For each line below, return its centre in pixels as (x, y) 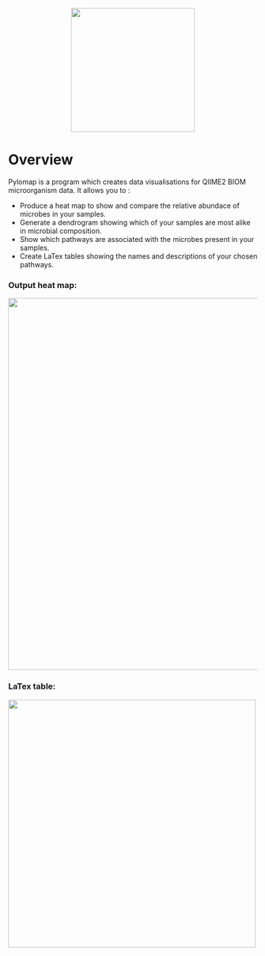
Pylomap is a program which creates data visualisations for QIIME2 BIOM (127, 182)
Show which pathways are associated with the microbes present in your (137, 239)
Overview (41, 160)
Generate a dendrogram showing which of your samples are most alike (135, 222)
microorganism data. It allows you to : (69, 190)
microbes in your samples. (63, 213)
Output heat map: (43, 285)
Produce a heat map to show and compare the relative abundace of (129, 205)
